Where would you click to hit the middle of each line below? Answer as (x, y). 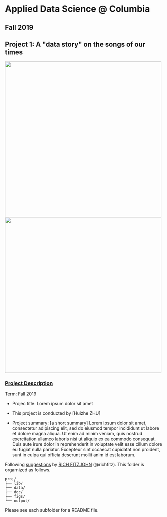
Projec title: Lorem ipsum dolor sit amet (53, 403)
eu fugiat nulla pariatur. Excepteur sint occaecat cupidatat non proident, (86, 449)
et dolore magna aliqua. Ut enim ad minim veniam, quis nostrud (77, 433)
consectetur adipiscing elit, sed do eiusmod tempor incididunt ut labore (85, 428)
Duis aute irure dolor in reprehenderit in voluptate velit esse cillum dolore (87, 444)
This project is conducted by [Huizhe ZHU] (56, 413)
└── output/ (17, 501)
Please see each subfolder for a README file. (52, 510)
